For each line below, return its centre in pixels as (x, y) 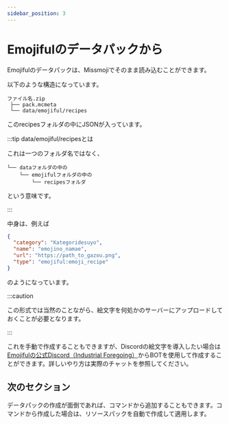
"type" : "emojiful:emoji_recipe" (61, 262)
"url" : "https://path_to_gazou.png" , (67, 255)
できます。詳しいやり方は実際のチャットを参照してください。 (106, 363)
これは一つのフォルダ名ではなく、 (55, 153)
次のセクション (39, 387)
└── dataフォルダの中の (37, 167)
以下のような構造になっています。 (55, 84)
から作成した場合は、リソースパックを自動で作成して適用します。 (118, 413)
